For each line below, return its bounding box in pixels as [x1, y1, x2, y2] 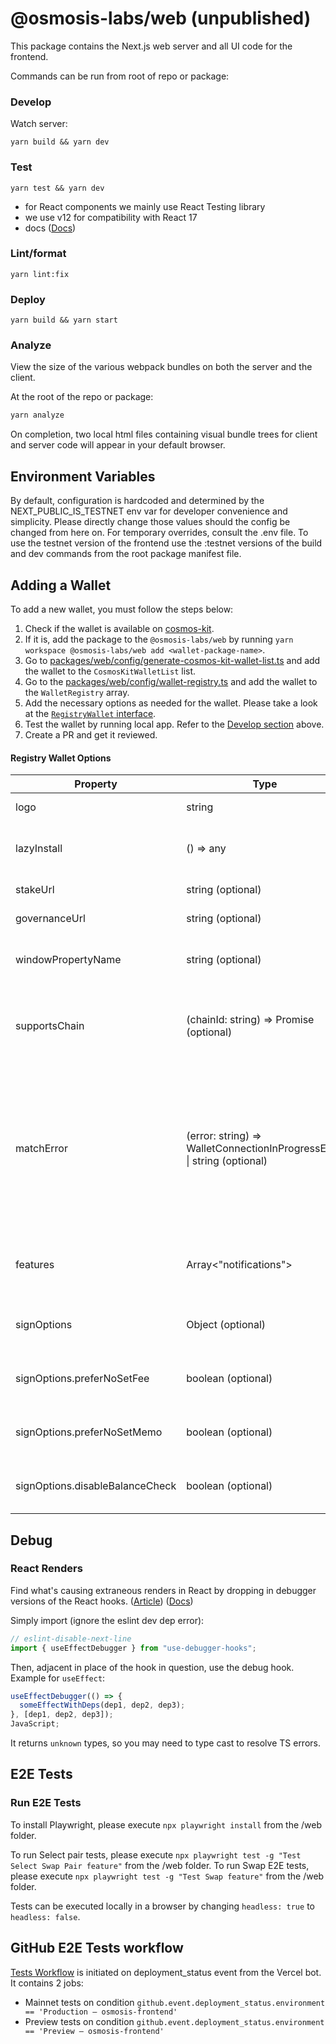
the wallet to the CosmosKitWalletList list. [24, 665, 197, 677]
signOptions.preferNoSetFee [15, 1372, 150, 1386]
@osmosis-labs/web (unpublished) [10, 7, 312, 30]
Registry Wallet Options [10, 752, 112, 764]
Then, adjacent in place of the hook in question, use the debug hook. [10, 1661, 295, 1673]
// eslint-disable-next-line [10, 1633, 132, 1644]
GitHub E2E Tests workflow [10, 1940, 184, 1957]
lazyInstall [15, 842, 63, 856]
